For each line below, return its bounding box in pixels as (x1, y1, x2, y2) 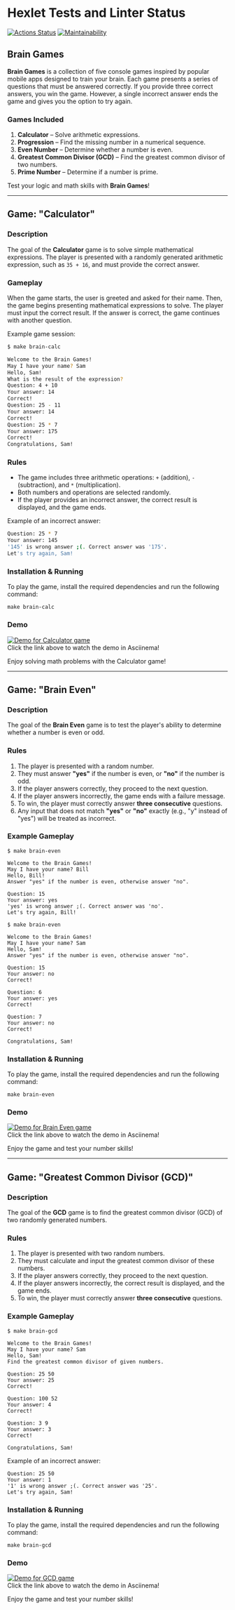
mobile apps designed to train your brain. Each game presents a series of (7, 74, 219, 83)
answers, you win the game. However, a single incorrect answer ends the (7, 89, 218, 98)
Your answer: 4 (7, 1401, 52, 1408)
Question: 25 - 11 (7, 402, 61, 409)
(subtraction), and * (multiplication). (17, 481, 121, 489)
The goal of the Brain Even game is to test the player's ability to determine (7, 721, 222, 730)
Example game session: (7, 330, 76, 338)
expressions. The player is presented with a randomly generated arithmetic (7, 253, 224, 261)
